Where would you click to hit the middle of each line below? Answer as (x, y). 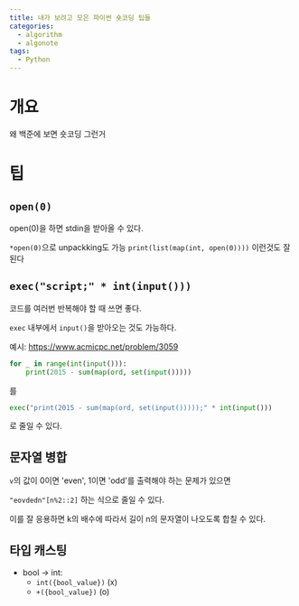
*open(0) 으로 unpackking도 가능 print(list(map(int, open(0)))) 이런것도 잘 (150, 247)
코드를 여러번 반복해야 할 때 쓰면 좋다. (75, 308)
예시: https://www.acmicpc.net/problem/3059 (94, 346)
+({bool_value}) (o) (73, 592)
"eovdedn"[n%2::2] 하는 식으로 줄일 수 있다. (87, 500)
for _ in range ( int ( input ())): (68, 364)
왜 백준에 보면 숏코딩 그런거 (58, 134)
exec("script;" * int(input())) (101, 287)
